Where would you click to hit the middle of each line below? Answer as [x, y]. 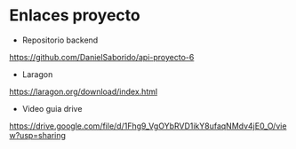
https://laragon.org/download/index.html [84, 91]
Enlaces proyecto [75, 16]
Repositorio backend [60, 40]
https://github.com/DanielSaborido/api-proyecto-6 [102, 57]
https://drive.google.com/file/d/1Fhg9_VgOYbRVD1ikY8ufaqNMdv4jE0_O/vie [148, 126]
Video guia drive [52, 108]
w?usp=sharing [38, 135]
